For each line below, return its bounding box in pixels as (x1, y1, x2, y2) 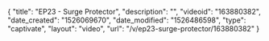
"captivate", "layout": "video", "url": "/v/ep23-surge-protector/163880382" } (7, 24, 260, 33)
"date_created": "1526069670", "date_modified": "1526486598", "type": (7, 15, 246, 25)
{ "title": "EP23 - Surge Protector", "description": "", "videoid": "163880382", (7, 7, 261, 16)
